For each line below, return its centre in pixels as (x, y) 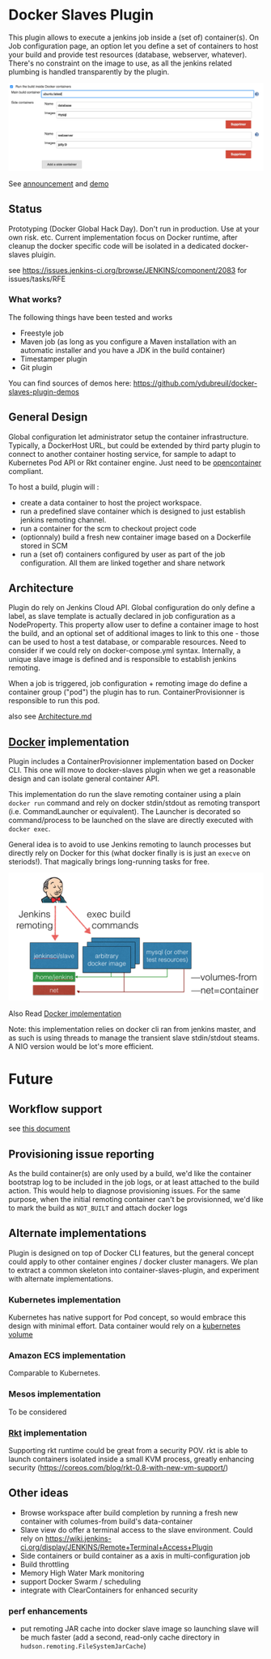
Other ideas (38, 1493)
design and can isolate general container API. (84, 778)
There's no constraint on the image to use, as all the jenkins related (120, 63)
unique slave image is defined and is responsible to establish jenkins (123, 659)
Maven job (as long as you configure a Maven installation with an (128, 341)
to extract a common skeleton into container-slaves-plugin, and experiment (134, 1270)
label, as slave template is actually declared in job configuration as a (122, 616)
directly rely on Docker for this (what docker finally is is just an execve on (129, 853)
